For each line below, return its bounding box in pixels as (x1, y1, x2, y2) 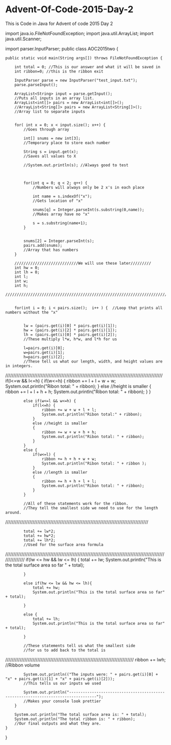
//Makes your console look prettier (23, 699, 101, 704)
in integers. (5, 363, 33, 368)
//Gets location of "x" (32, 198, 83, 203)
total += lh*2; (23, 537, 56, 543)
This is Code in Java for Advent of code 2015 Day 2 (5, 20, 113, 27)
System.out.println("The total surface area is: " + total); (14, 712, 147, 717)
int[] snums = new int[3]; (23, 136, 81, 141)
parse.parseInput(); (14, 82, 58, 87)
